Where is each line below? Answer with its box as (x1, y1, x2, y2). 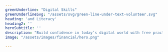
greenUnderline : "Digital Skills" (5, 7, 77, 12)
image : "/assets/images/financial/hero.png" (5, 35, 99, 40)
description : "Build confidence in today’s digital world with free (5, 30, 151, 35)
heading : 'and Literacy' (5, 16, 57, 21)
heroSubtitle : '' (5, 26, 41, 31)
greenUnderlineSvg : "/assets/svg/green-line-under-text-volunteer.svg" (5, 12, 157, 17)
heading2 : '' (5, 21, 32, 26)
